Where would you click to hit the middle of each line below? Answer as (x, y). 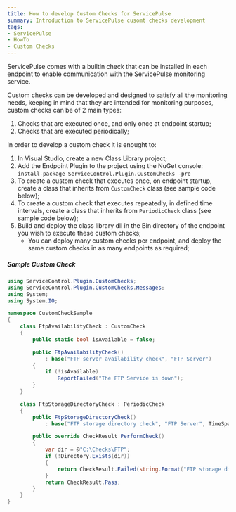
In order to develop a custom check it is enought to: (82, 145)
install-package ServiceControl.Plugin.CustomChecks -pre (104, 174)
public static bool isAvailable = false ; (94, 339)
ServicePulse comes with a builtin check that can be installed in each (107, 66)
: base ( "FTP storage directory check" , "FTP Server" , (125, 424)
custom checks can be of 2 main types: (64, 110)
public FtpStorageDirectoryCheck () (85, 417)
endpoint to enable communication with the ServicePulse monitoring (106, 74)
